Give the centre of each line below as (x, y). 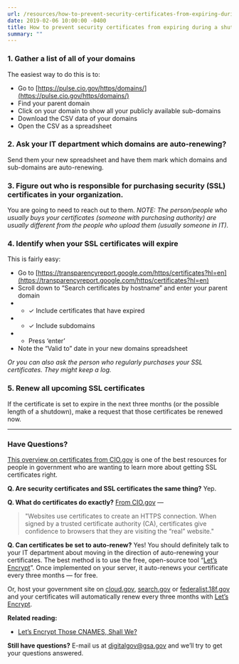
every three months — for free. (53, 575)
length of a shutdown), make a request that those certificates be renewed (115, 411)
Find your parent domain (54, 103)
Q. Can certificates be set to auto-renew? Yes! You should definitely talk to (118, 545)
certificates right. (33, 475)
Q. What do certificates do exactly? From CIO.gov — (85, 502)
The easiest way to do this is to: (54, 74)
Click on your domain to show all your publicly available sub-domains (119, 110)
